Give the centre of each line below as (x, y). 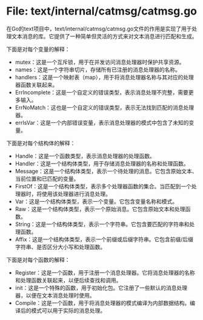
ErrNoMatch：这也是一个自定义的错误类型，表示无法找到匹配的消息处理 (105, 107)
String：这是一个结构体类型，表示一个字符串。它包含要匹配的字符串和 (102, 224)
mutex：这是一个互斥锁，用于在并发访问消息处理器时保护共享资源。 (100, 62)
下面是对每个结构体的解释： (41, 143)
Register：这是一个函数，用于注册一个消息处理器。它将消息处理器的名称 (105, 272)
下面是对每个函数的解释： (38, 259)
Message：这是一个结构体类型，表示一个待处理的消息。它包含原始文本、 (106, 171)
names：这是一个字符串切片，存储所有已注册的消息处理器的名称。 (98, 69)
